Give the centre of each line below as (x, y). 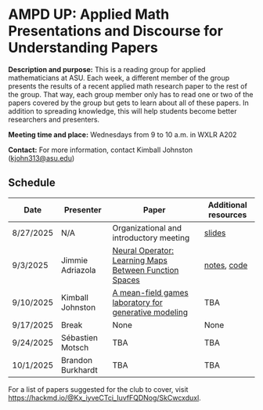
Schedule (32, 183)
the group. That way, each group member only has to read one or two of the (131, 94)
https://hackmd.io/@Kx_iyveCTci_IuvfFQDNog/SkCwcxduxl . (104, 397)
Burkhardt (79, 370)
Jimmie (75, 260)
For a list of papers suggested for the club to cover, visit (98, 389)
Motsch (75, 347)
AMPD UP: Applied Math (89, 15)
